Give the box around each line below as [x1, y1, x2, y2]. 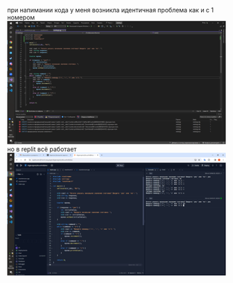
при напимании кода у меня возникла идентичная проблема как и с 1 [7, 6, 214, 14]
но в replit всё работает [7, 145, 77, 153]
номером [7, 13, 35, 22]
